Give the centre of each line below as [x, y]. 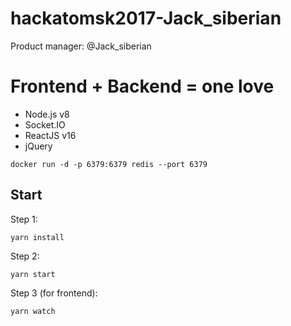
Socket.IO [45, 124]
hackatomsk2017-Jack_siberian [146, 18]
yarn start [33, 274]
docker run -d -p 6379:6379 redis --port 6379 [109, 164]
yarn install [37, 237]
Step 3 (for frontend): [54, 293]
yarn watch [33, 311]
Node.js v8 [47, 114]
